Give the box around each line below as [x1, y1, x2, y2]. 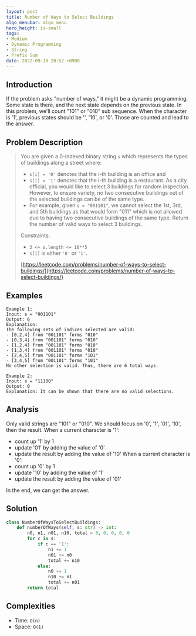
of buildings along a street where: [20, 159, 102, 167]
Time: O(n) [14, 617, 41, 624]
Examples [6, 291, 43, 301]
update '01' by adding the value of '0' [14, 444, 105, 451]
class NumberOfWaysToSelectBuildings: [6, 519, 101, 525]
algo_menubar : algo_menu [6, 19, 67, 25]
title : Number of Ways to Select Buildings [6, 14, 114, 20]
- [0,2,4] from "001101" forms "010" [6, 332, 99, 338]
